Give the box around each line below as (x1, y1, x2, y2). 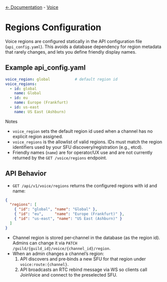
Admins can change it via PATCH (12, 240, 78, 246)
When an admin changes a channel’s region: (12, 250, 104, 256)
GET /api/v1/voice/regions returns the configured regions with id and (12, 182, 157, 188)
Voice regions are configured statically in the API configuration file (5, 38, 142, 44)
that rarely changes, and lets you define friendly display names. (5, 49, 137, 55)
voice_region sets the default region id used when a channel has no (12, 128, 153, 134)
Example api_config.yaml (5, 64, 86, 72)
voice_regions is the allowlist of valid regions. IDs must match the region (12, 139, 162, 145)
